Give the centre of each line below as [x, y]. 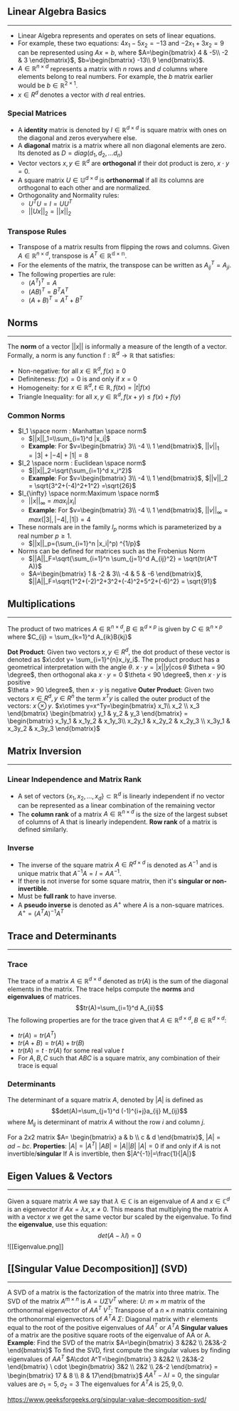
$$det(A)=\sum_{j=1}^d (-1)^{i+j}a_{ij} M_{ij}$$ [119, 1111]
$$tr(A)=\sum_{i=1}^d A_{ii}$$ [119, 1008]
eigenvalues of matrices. [44, 997]
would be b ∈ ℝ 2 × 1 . [48, 85]
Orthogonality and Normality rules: [68, 195]
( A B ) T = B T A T [48, 291]
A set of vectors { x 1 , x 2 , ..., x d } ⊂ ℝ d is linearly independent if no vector [121, 796]
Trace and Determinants [62, 936]
